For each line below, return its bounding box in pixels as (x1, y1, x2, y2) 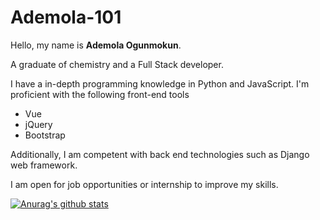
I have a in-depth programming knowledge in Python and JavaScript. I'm (10, 77, 310, 90)
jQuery (24, 118, 53, 130)
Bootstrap (24, 129, 66, 141)
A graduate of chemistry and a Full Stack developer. (10, 58, 224, 70)
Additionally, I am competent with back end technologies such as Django (10, 148, 310, 160)
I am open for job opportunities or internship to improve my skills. (10, 178, 279, 190)
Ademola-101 (10, 6, 122, 29)
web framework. (10, 159, 78, 171)
